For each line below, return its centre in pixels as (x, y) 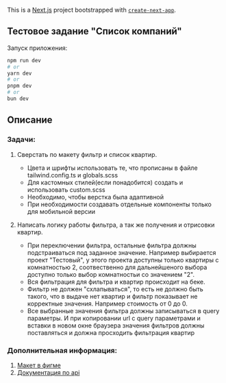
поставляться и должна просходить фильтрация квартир (111, 332)
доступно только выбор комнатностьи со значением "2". (111, 274)
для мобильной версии (61, 211)
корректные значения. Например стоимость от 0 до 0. (108, 304)
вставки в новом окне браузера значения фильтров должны (116, 325)
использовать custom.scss (66, 189)
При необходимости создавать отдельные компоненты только (120, 204)
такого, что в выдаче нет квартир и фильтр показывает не (112, 296)
